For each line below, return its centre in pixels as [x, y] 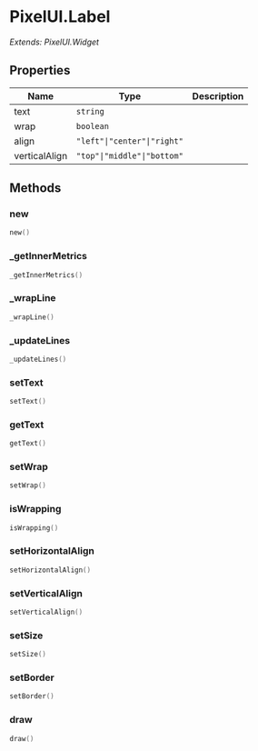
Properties [40, 70]
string [90, 111]
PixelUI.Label [60, 17]
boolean [92, 126]
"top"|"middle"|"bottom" [129, 155]
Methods [35, 188]
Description [218, 95]
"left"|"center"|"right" [129, 141]
